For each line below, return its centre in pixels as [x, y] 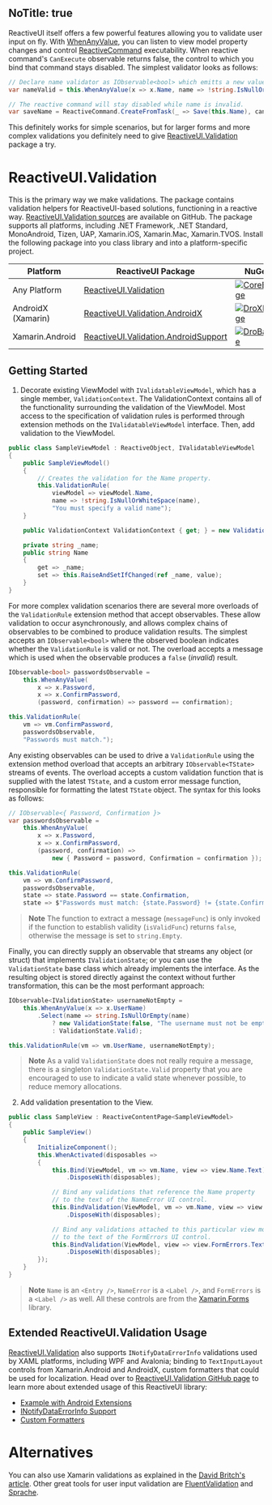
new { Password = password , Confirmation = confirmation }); [157, 858]
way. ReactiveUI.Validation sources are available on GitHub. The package [130, 217]
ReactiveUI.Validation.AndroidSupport [156, 337]
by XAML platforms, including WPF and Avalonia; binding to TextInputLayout [136, 1361]
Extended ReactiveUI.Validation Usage [108, 1333]
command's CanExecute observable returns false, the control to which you [131, 58]
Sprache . [23, 1492]
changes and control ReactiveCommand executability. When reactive [123, 50]
